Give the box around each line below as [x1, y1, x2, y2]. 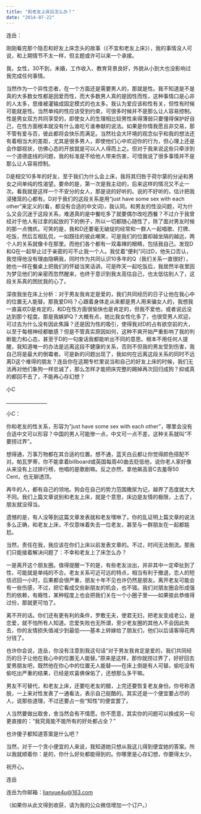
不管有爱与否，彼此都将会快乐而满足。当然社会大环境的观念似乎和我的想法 [6, 130, 190, 137]
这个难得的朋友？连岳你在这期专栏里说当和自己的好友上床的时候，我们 [15, 358, 188, 365]
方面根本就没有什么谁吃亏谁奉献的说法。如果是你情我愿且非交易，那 [26, 122, 195, 130]
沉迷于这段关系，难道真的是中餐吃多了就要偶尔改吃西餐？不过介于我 [22, 210, 190, 217]
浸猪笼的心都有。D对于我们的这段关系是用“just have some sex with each [6, 195, 185, 202]
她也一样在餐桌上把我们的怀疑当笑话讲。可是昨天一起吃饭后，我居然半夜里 [6, 262, 190, 270]
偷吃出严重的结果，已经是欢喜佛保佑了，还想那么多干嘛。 [6, 669, 148, 677]
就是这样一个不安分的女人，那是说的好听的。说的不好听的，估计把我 [26, 187, 195, 195]
